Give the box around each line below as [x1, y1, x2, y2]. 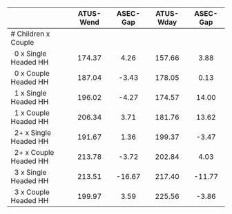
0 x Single [14, 49, 47, 58]
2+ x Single [14, 128, 52, 137]
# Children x [10, 29, 50, 39]
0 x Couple [14, 69, 50, 78]
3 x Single [14, 168, 47, 177]
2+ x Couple [14, 148, 55, 157]
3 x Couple [14, 187, 50, 197]
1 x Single [14, 89, 47, 98]
